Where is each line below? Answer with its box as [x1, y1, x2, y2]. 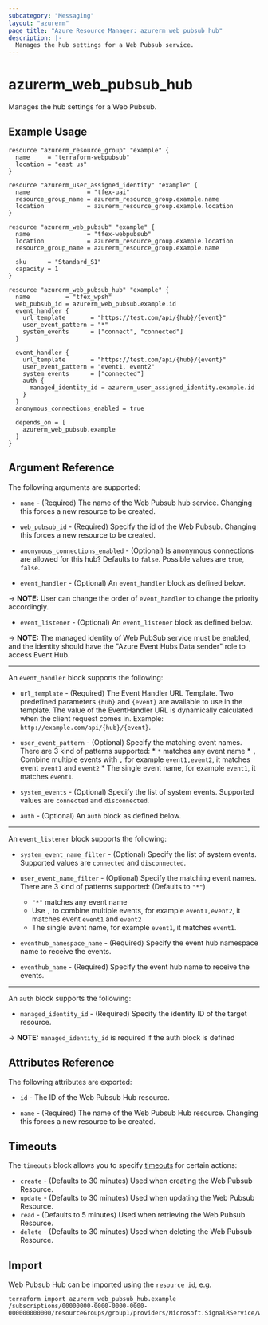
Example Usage [8, 125, 88, 139]
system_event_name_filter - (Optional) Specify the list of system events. [19, 849, 257, 858]
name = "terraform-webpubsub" [15, 153, 130, 161]
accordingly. [8, 601, 49, 611]
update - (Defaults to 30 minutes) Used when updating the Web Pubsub [19, 1193, 255, 1203]
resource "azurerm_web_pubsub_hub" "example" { [8, 286, 170, 294]
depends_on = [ [15, 418, 66, 427]
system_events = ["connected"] [22, 369, 145, 377]
